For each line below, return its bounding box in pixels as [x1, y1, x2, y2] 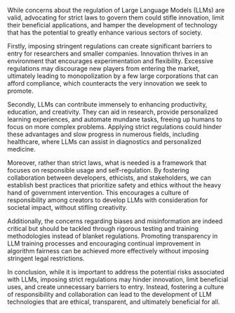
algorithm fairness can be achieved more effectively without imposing [7, 247, 209, 255]
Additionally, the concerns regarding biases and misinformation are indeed [7, 217, 223, 225]
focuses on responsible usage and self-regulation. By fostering [7, 166, 189, 174]
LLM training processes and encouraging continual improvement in [7, 239, 201, 248]
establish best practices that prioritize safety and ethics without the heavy [7, 181, 222, 189]
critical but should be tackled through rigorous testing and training [7, 225, 199, 232]
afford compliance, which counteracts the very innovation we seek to [7, 79, 208, 87]
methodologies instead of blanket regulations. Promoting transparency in [7, 232, 218, 240]
